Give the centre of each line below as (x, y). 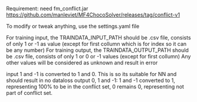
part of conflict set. (29, 93)
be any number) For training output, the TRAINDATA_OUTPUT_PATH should (97, 50)
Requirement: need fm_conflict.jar (47, 9)
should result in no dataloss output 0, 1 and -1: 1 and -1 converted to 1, (91, 80)
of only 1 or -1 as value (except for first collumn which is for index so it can (96, 44)
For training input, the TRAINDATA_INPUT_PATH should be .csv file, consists (98, 37)
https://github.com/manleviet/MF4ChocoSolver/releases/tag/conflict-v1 (93, 15)
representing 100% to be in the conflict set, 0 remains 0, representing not (95, 87)
